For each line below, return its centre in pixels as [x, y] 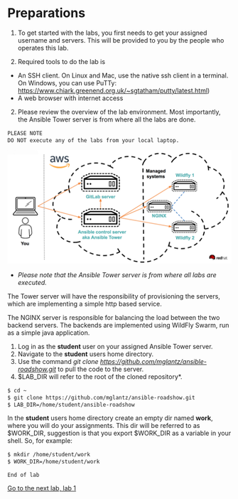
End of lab [23, 475]
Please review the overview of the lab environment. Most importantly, [119, 112]
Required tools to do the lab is [61, 61]
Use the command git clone [58, 361]
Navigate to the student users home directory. [86, 354]
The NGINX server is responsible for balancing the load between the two [114, 317]
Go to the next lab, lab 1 [42, 488]
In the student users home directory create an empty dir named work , [110, 418]
